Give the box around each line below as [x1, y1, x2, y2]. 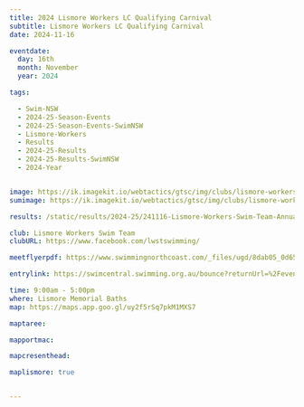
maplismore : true [9, 368, 75, 377]
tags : [9, 88, 30, 97]
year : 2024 [17, 71, 59, 81]
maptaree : [9, 318, 47, 328]
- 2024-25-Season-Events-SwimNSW [17, 121, 144, 130]
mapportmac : [9, 336, 54, 345]
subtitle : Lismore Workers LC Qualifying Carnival [9, 22, 204, 31]
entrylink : [9, 270, 51, 279]
